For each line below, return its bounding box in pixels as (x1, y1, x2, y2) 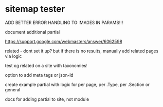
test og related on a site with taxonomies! (5, 63, 88, 68)
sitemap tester (5, 3, 65, 15)
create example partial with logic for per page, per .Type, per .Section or (5, 82, 150, 87)
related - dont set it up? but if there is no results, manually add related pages (5, 48, 159, 54)
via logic (5, 53, 22, 59)
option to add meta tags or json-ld (5, 72, 74, 78)
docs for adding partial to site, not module (5, 96, 89, 102)
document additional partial (5, 29, 60, 35)
